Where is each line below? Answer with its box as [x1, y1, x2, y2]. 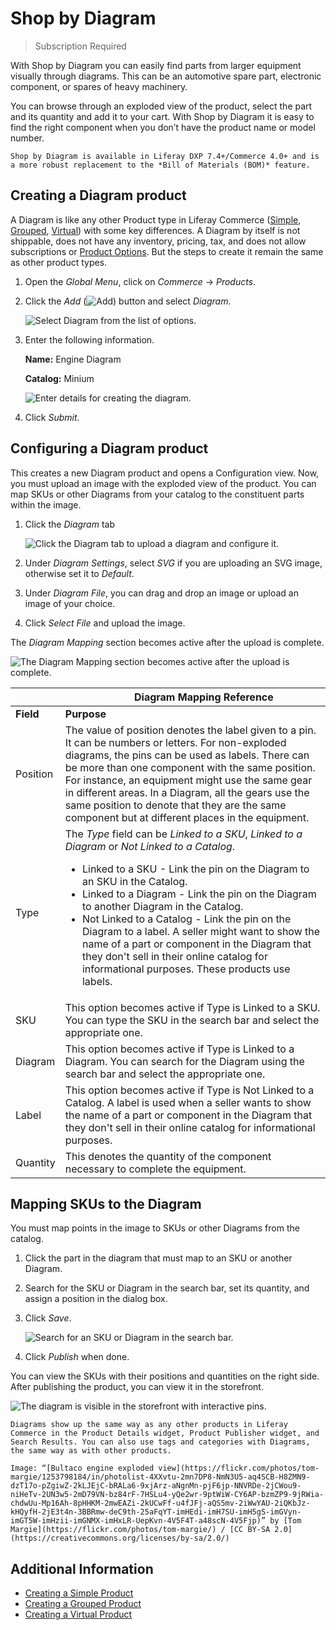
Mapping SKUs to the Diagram [10, 1195, 202, 1212]
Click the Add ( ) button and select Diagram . [24, 295, 232, 307]
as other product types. [10, 256, 108, 268]
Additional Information [10, 1560, 154, 1577]
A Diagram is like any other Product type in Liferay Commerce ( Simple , [10, 213, 302, 226]
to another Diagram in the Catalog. [81, 899, 244, 913]
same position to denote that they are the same [64, 798, 287, 812]
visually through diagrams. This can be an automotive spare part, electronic [10, 70, 322, 82]
